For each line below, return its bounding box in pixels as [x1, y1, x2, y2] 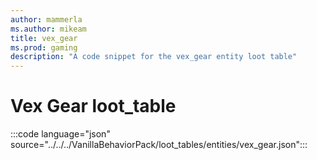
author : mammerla [10, 14, 83, 25]
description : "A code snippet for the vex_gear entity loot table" [10, 52, 298, 62]
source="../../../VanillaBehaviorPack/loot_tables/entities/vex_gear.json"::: [10, 139, 308, 151]
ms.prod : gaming [10, 42, 78, 53]
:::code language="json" [10, 128, 111, 140]
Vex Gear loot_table [10, 95, 177, 118]
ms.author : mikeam [10, 24, 87, 34]
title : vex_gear [10, 33, 78, 43]
